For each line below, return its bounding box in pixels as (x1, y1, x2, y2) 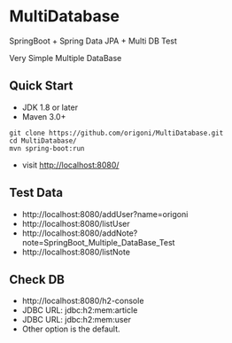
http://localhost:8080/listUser (21, 218, 130, 229)
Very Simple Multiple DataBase (9, 52, 122, 63)
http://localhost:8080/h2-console (21, 295, 144, 307)
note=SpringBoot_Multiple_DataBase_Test (21, 237, 175, 247)
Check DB (9, 272, 65, 287)
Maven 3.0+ (21, 111, 66, 121)
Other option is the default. (21, 324, 120, 334)
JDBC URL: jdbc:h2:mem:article (21, 305, 138, 316)
